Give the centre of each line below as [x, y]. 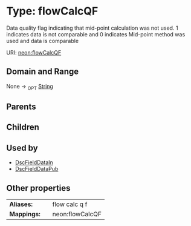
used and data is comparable [43, 41]
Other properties [38, 188]
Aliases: [21, 204]
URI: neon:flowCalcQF [34, 52]
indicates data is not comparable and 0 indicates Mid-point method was [96, 34]
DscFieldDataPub [37, 169]
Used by [22, 148]
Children [23, 128]
